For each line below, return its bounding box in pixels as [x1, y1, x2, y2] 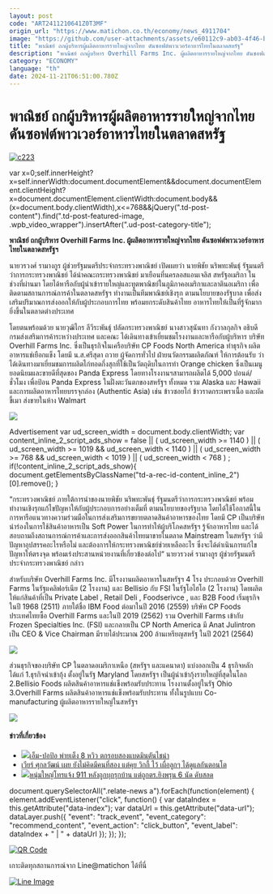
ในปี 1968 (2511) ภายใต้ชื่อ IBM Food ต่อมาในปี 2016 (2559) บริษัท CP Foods [9, 601, 241, 611]
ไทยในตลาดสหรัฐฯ [9, 244, 59, 254]
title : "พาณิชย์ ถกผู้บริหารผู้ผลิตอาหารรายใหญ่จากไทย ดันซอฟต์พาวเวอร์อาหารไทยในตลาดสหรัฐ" [9, 42, 244, 50]
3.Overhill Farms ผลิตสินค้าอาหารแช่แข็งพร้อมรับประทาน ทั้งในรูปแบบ [9, 687, 203, 697]
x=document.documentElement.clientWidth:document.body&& [9, 194, 218, 203]
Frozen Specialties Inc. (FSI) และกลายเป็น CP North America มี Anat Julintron [9, 619, 256, 629]
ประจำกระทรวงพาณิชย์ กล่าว [9, 558, 84, 567]
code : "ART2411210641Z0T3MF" [9, 19, 108, 28]
